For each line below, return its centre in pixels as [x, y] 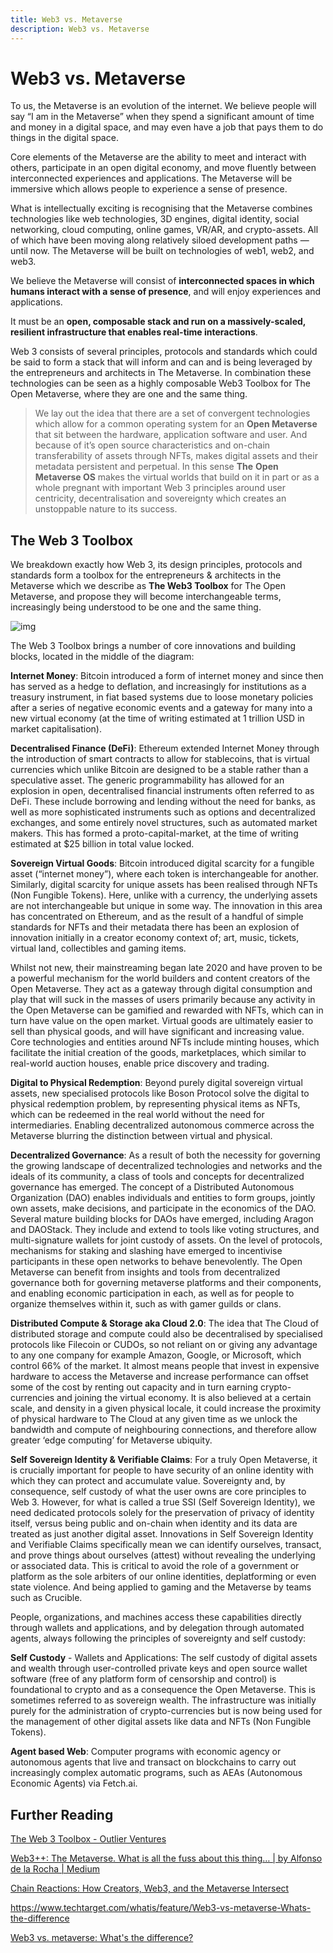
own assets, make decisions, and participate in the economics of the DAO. [163, 1208]
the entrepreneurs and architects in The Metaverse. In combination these [161, 373]
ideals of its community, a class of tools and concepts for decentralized [157, 1177]
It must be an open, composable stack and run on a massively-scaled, [158, 322]
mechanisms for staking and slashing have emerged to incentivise [146, 1251]
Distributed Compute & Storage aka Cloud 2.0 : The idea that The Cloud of [165, 1323]
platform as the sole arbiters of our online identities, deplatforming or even [163, 1577]
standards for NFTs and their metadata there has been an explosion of [155, 927]
